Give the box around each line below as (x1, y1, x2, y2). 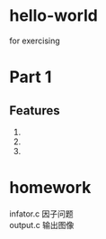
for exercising (9, 35, 60, 46)
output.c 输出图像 (9, 219, 75, 230)
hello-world (9, 5, 99, 26)
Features (9, 103, 60, 118)
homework (9, 178, 92, 198)
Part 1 (9, 67, 52, 87)
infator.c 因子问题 (9, 208, 74, 219)
